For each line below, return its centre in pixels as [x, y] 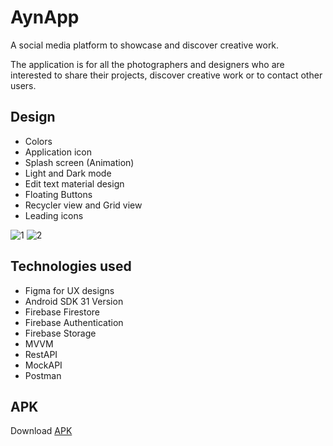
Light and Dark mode [68, 173]
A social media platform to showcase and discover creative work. [145, 45]
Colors [38, 141]
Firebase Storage [60, 333]
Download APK [41, 431]
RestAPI [41, 354]
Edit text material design [74, 183]
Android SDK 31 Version [74, 301]
